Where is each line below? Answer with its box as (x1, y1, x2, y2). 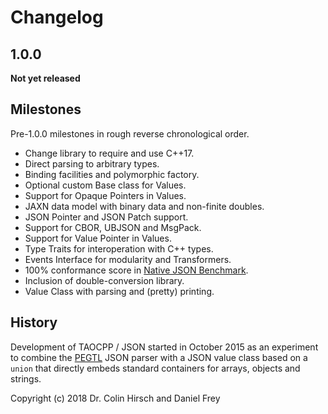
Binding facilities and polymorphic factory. (24, 168, 200, 180)
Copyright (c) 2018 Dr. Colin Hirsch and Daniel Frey (10, 392, 221, 404)
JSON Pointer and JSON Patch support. (24, 211, 189, 223)
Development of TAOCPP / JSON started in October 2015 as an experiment (10, 341, 319, 353)
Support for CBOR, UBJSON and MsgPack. (24, 221, 202, 233)
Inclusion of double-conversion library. (24, 274, 185, 286)
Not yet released (10, 72, 81, 84)
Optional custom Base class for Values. (24, 179, 187, 191)
